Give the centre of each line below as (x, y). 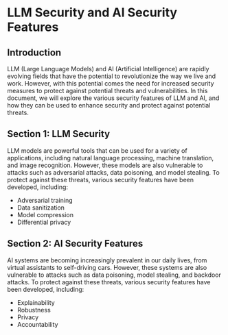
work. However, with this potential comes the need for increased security (111, 83)
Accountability (37, 324)
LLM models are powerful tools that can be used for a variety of (97, 150)
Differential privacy (44, 222)
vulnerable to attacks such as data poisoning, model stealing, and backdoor (114, 275)
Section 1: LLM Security (59, 134)
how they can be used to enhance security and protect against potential (109, 105)
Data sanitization (41, 208)
